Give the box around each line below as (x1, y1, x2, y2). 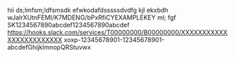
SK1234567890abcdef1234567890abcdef (7, 21, 130, 29)
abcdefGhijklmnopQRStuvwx (7, 43, 91, 51)
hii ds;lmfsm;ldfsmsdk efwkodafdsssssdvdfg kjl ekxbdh (7, 6, 169, 14)
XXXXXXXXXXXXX (7, 36, 63, 44)
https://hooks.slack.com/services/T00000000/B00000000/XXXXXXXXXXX (7, 28, 228, 36)
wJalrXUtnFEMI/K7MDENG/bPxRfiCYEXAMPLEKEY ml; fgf (7, 13, 176, 22)
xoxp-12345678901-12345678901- (64, 36, 165, 44)
